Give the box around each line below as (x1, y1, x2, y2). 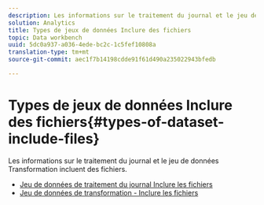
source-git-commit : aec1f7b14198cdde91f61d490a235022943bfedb (8, 56, 216, 64)
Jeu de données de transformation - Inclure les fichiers (19, 188, 199, 197)
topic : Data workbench (8, 33, 82, 42)
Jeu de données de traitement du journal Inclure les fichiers (19, 179, 214, 189)
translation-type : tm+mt (8, 48, 90, 56)
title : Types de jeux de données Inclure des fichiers (8, 26, 192, 34)
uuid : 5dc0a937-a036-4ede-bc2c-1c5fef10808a (8, 41, 156, 49)
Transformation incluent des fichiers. (8, 164, 127, 173)
